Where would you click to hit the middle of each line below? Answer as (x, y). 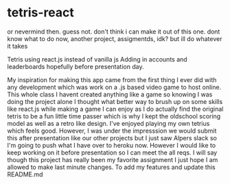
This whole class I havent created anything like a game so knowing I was (110, 94)
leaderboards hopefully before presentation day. (76, 66)
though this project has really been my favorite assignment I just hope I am (113, 159)
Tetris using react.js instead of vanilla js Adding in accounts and (97, 59)
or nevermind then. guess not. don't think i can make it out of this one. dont (114, 31)
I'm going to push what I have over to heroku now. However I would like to (112, 145)
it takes (18, 46)
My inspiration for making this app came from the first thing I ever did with (112, 79)
